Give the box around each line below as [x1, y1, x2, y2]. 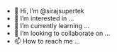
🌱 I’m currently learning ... [13, 22, 90, 30]
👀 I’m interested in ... [13, 14, 74, 22]
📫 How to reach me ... [13, 37, 80, 45]
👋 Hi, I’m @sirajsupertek [13, 7, 85, 15]
